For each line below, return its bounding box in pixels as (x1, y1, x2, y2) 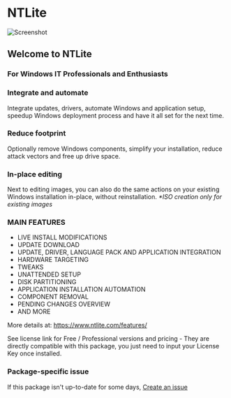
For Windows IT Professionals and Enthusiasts (7, 69, 169, 79)
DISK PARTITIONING (17, 278, 77, 286)
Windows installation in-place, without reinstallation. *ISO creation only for (7, 193, 222, 201)
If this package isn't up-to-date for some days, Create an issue (7, 383, 188, 391)
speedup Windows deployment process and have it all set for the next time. (7, 111, 225, 119)
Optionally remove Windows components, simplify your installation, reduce (7, 145, 223, 153)
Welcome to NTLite (7, 48, 92, 60)
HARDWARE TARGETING (17, 256, 89, 264)
